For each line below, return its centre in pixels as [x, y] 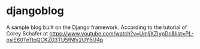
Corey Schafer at [27, 33]
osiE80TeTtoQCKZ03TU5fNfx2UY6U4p [55, 40]
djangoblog [35, 11]
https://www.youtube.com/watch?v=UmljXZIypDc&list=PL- [122, 33]
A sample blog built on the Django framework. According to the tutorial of [97, 27]
